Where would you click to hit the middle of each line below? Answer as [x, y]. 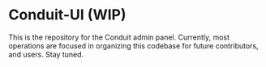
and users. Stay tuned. [46, 54]
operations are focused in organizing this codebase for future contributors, [133, 45]
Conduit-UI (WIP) [68, 15]
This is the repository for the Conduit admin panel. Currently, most [119, 37]
